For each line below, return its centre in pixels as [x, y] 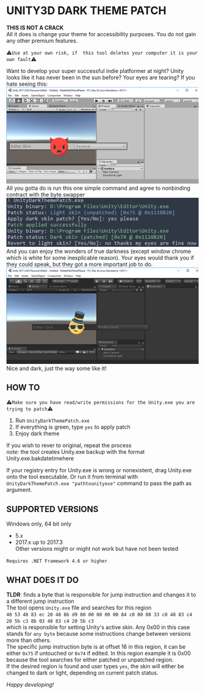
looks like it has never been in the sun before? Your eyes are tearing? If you [101, 77]
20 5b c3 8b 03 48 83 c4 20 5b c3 [50, 621]
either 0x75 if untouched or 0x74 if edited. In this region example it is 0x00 [99, 654]
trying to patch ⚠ [30, 409]
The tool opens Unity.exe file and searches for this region [79, 608]
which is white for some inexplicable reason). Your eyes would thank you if [100, 257]
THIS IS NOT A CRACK [35, 28]
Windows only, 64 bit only [39, 524]
